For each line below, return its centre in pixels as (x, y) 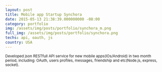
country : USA (19, 42)
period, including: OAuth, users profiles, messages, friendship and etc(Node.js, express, (81, 60)
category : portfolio (27, 24)
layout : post (19, 10)
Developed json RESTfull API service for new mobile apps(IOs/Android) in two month (78, 56)
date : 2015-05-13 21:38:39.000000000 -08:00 (53, 19)
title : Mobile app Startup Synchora (44, 14)
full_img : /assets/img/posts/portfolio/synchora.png (62, 33)
